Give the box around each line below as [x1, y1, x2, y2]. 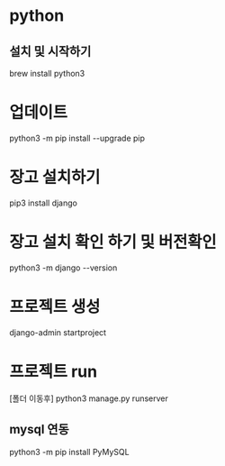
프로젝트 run [9, 361, 97, 381]
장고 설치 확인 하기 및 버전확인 [9, 232, 218, 252]
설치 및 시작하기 [9, 43, 92, 59]
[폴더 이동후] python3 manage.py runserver [9, 393, 169, 404]
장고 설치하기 [9, 168, 101, 187]
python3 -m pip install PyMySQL [9, 446, 130, 457]
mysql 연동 [9, 422, 69, 437]
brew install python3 [9, 69, 85, 78]
